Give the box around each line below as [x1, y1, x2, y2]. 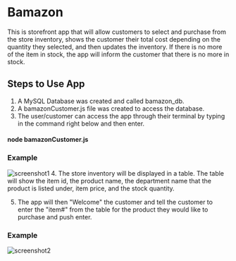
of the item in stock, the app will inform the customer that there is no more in [7, 50, 230, 59]
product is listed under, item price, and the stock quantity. [7, 184, 175, 193]
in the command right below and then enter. [17, 119, 145, 128]
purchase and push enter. [17, 212, 92, 221]
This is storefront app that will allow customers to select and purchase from [7, 28, 227, 36]
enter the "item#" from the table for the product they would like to [17, 205, 209, 214]
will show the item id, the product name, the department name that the [7, 176, 212, 185]
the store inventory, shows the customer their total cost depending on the [7, 35, 221, 43]
